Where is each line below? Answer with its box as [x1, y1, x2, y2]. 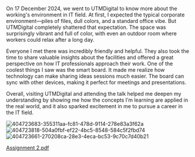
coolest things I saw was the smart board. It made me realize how [6, 66, 165, 73]
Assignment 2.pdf [6, 144, 49, 151]
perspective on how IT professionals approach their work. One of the [6, 60, 173, 67]
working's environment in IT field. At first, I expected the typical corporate [6, 11, 185, 18]
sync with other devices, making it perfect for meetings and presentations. [6, 79, 187, 86]
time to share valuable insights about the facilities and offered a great [6, 54, 174, 61]
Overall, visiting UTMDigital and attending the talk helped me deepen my [6, 91, 181, 97]
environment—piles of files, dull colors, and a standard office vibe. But [6, 18, 176, 24]
